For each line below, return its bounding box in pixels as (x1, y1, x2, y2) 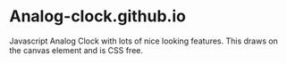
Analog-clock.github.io (9, 6, 186, 27)
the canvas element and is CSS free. (9, 44, 144, 55)
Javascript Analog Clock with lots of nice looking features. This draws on (9, 35, 279, 46)
